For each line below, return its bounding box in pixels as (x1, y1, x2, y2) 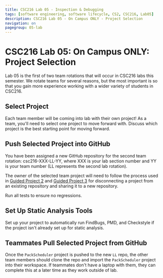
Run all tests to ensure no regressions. (5, 192, 82, 198)
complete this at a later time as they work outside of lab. (5, 267, 118, 273)
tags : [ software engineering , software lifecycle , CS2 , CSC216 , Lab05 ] (5, 12, 154, 17)
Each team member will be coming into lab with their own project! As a (5, 115, 147, 121)
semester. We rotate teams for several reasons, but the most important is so (5, 78, 158, 84)
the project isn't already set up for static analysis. (5, 225, 104, 231)
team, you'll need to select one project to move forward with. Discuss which (5, 120, 158, 126)
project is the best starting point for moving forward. (5, 125, 111, 132)
